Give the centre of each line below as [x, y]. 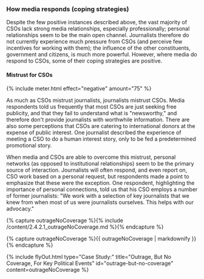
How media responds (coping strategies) [68, 9]
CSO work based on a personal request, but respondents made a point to [98, 176]
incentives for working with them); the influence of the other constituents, [98, 48]
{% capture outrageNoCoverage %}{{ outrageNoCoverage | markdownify [98, 238]
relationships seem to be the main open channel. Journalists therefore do [98, 35]
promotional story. [29, 145]
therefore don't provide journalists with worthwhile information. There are [98, 119]
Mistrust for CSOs [29, 75]
